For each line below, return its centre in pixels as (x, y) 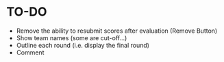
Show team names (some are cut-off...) (72, 37)
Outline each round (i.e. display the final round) (83, 45)
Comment (30, 52)
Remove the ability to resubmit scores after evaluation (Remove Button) (117, 31)
